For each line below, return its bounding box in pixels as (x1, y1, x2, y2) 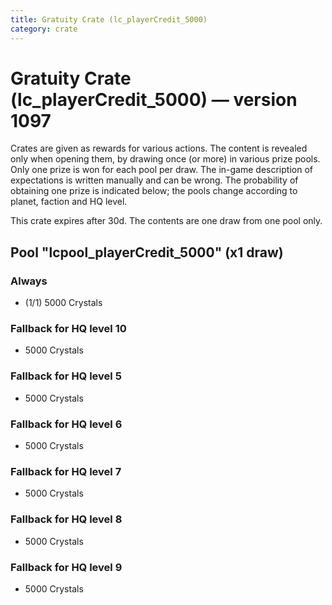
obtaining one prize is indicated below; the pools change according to (10, 185, 298, 197)
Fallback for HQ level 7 (10, 464, 122, 478)
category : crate (10, 24, 78, 34)
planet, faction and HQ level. (10, 196, 128, 208)
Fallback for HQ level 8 (10, 512, 123, 526)
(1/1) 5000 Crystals (24, 297, 103, 309)
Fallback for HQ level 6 (10, 417, 123, 431)
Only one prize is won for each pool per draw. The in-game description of (10, 164, 313, 176)
